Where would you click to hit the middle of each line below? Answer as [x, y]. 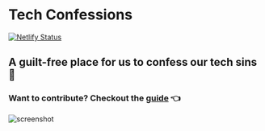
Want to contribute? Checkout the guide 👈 [95, 98]
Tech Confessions [71, 15]
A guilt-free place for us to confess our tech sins [133, 62]
